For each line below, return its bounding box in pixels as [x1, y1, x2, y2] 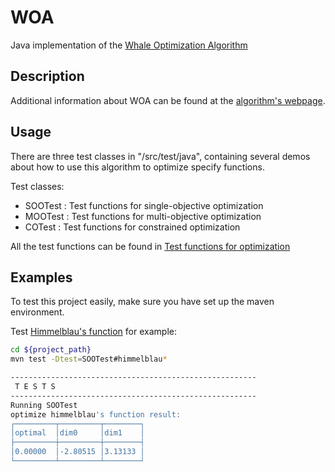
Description [10, 68, 85, 85]
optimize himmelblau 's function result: [10, 409, 182, 420]
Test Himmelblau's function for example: [10, 326, 177, 338]
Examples [10, 269, 73, 286]
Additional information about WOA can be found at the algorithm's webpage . [10, 94, 326, 106]
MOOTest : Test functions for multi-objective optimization [24, 210, 262, 222]
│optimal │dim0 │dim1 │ [10, 428, 145, 438]
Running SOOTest [10, 400, 78, 410]
